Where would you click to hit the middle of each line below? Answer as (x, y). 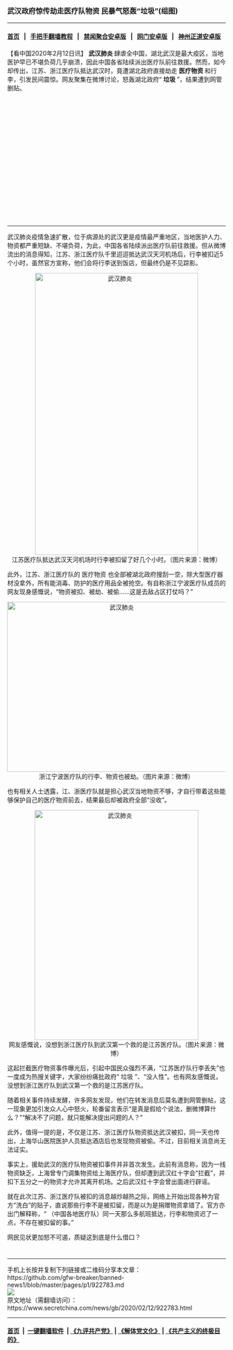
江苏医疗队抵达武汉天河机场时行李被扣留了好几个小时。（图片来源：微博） (116, 559)
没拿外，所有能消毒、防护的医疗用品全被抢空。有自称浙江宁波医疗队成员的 (119, 583)
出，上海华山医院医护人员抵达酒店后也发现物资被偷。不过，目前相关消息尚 (113, 1140)
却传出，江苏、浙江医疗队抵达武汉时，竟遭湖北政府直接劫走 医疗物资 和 (109, 70)
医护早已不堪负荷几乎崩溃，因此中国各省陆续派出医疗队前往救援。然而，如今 (116, 62)
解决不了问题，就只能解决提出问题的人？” (84, 1117)
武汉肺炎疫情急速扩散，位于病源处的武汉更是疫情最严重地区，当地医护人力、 (116, 237)
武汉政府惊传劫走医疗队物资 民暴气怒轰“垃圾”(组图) (93, 10)
